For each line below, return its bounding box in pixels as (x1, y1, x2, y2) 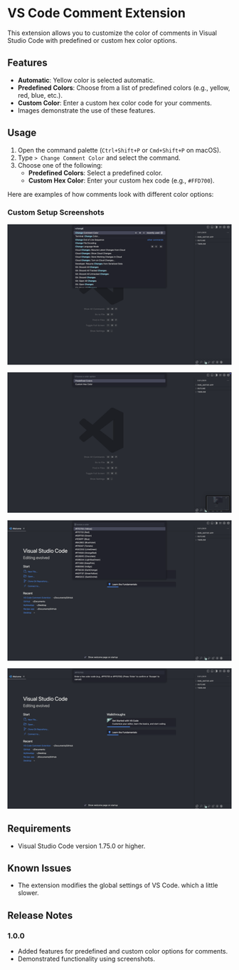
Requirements (7, 822, 71, 835)
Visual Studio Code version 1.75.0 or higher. (17, 842, 146, 850)
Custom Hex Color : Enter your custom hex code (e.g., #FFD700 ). (28, 176, 215, 185)
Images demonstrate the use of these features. (17, 106, 156, 115)
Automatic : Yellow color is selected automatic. (17, 76, 155, 84)
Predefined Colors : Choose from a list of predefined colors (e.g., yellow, (17, 83, 230, 92)
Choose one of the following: (17, 160, 103, 169)
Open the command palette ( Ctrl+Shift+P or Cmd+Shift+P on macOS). (17, 145, 222, 154)
